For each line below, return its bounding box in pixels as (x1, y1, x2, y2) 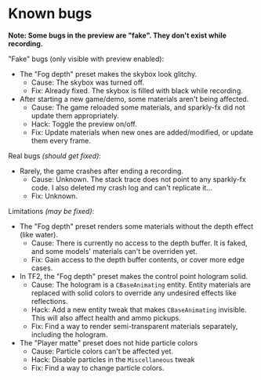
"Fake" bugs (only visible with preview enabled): (8, 54, 165, 63)
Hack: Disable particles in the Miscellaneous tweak (31, 354, 195, 364)
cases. (31, 263, 53, 273)
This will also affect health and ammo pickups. (31, 313, 182, 322)
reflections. (31, 296, 68, 306)
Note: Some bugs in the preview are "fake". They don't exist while (8, 31, 227, 40)
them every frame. (31, 136, 92, 145)
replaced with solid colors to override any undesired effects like (31, 288, 237, 298)
